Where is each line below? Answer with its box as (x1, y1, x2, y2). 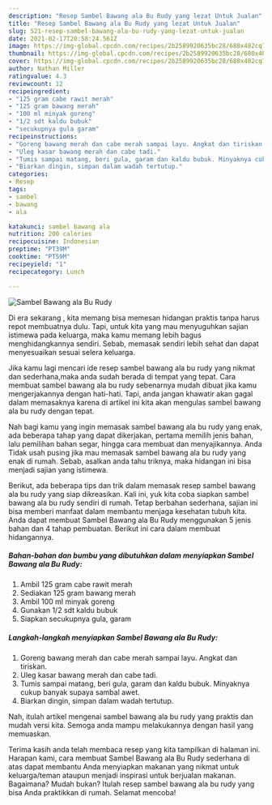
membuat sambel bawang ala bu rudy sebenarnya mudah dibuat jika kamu (8, 380, 257, 390)
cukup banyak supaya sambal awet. (19, 687, 140, 697)
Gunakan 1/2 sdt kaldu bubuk (19, 606, 118, 615)
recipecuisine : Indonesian (8, 238, 100, 246)
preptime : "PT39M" (8, 245, 70, 254)
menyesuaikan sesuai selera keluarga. (8, 347, 136, 357)
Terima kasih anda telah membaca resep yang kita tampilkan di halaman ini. (8, 745, 261, 755)
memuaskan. (8, 729, 52, 739)
